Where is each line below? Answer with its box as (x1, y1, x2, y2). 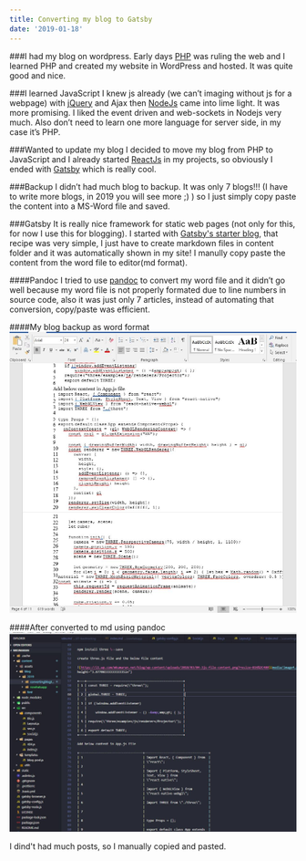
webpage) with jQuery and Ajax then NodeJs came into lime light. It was (9, 97, 280, 109)
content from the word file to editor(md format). (9, 256, 189, 268)
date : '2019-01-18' (9, 24, 84, 34)
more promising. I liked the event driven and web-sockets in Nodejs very (9, 107, 282, 118)
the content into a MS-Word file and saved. (9, 201, 170, 212)
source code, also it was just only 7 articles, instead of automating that (9, 294, 275, 305)
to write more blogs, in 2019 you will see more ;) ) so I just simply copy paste (9, 191, 297, 202)
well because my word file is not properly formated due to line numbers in (9, 284, 287, 296)
